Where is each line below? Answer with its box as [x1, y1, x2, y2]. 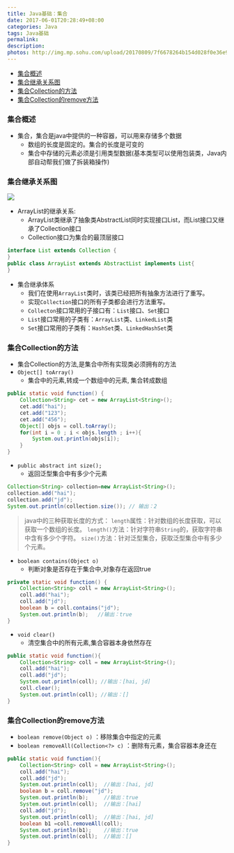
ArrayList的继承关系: [17, 207, 77, 216]
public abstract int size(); [17, 462, 102, 469]
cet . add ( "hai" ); [19, 403, 68, 410]
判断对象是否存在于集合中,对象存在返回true [27, 564, 151, 573]
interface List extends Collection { [7, 247, 117, 255]
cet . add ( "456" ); [19, 416, 68, 423]
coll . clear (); [19, 685, 61, 692]
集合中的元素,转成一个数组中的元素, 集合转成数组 [27, 376, 168, 384]
